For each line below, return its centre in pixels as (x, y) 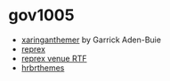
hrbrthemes (43, 68)
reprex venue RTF (54, 58)
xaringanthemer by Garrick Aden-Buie (91, 40)
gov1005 (41, 15)
